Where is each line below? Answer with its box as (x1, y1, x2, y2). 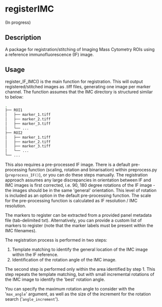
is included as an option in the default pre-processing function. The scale (5, 193, 151, 198)
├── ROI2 (5, 130, 23, 135)
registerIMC (5, 3, 54, 15)
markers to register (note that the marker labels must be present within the (5, 223, 154, 228)
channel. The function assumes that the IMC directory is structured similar (5, 89, 153, 95)
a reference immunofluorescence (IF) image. (5, 51, 94, 57)
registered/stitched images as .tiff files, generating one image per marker (5, 83, 151, 89)
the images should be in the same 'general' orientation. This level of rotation (5, 188, 157, 194)
